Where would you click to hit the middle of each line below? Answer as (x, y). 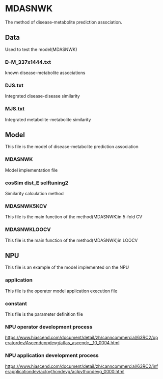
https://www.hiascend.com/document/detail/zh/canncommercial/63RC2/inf (81, 366)
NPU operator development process (49, 327)
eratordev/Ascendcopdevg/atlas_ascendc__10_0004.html (62, 343)
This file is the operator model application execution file (61, 291)
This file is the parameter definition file (44, 314)
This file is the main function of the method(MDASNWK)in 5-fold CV (74, 217)
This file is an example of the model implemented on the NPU (67, 267)
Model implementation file (31, 170)
